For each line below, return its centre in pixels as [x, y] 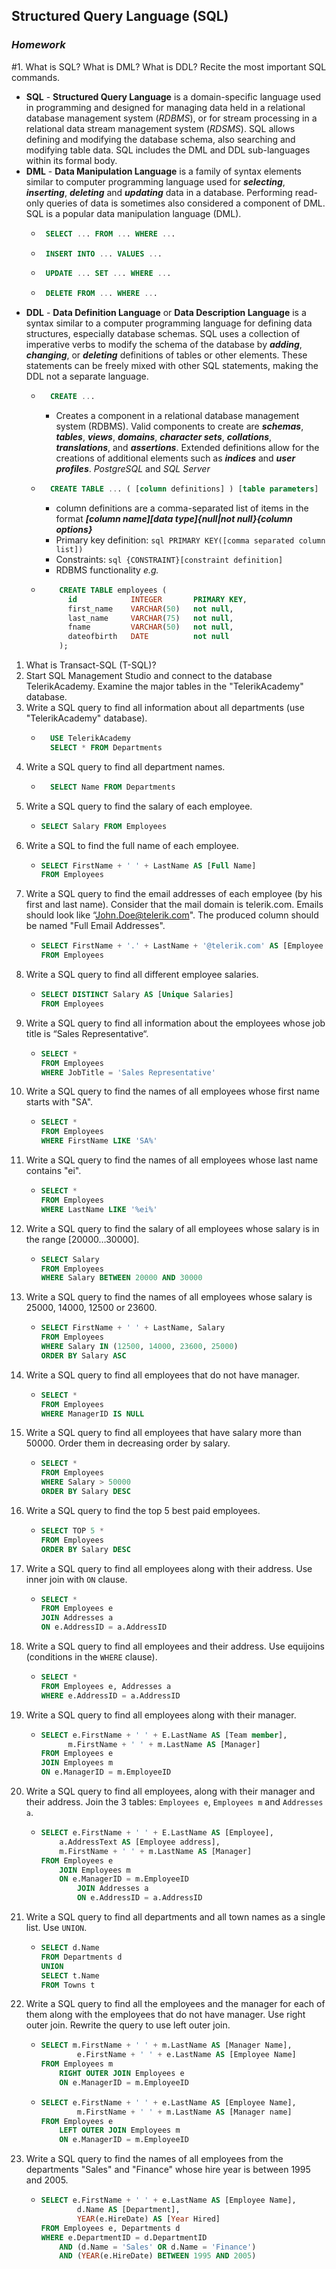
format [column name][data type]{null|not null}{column [174, 518]
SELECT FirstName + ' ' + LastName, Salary [133, 1328]
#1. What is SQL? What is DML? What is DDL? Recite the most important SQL [169, 66]
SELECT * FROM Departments [106, 747]
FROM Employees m [77, 2064]
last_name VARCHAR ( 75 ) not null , [150, 618]
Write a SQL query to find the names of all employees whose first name [172, 1091]
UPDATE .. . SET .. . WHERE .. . [108, 274]
